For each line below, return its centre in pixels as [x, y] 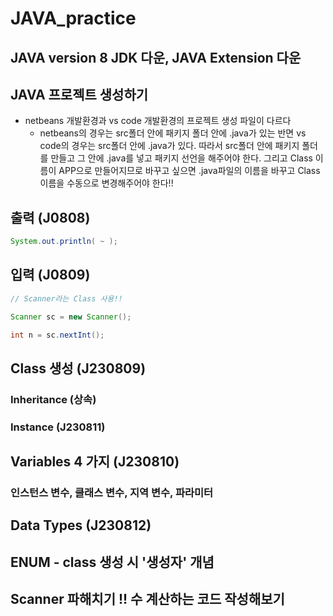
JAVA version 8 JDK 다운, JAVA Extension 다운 [156, 57]
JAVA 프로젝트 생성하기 [79, 94]
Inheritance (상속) [53, 399]
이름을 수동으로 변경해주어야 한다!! [106, 183]
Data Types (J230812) [81, 525]
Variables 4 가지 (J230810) [95, 462]
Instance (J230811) [58, 427]
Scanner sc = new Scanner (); [71, 317]
